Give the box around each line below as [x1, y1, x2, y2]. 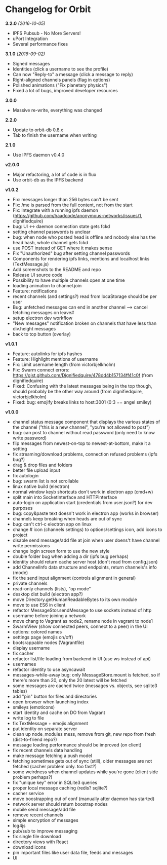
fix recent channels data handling [12, 747, 82, 753]
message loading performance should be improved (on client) [12, 741, 142, 748]
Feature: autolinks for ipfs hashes [12, 351, 82, 357]
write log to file [12, 714, 44, 721]
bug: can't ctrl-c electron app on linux [12, 521, 92, 527]
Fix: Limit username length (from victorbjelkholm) [12, 361, 115, 367]
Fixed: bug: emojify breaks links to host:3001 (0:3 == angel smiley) [12, 399, 152, 405]
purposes [12, 505, 33, 511]
